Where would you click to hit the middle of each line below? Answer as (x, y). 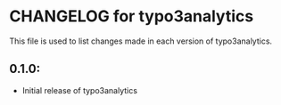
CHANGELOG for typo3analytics (132, 16)
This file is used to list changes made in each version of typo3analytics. (141, 41)
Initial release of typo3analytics (80, 90)
